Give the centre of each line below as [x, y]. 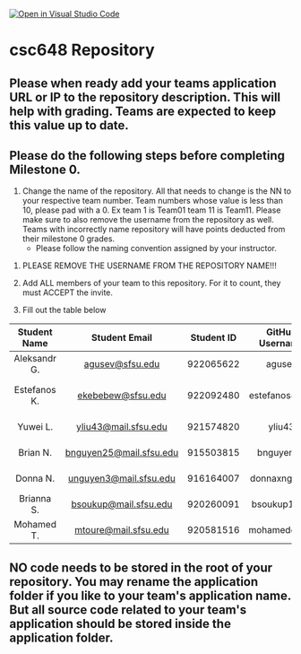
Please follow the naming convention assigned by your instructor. [156, 249]
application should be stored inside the [120, 623]
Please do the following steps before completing [147, 156]
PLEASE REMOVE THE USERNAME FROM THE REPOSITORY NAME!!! [150, 266]
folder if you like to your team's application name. [150, 595]
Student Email [121, 338]
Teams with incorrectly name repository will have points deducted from [154, 230]
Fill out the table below [64, 310]
